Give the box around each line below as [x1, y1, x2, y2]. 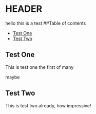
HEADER [5, 3, 43, 15]
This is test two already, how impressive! [5, 102, 91, 108]
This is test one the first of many [5, 64, 74, 70]
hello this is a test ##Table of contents [5, 20, 86, 26]
